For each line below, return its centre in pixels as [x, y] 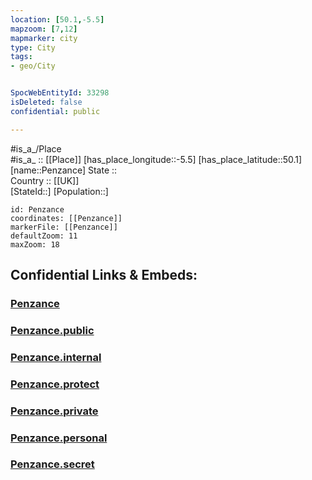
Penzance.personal [59, 438]
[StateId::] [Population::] [59, 191]
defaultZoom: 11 [44, 236]
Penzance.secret [52, 464]
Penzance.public [52, 330]
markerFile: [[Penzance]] [64, 227]
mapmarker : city [44, 38]
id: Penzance [37, 209]
